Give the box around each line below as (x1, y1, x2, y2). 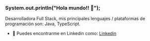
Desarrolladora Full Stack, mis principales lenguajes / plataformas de (5, 16, 146, 22)
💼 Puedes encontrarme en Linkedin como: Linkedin (12, 31, 117, 37)
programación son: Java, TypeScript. (5, 21, 81, 27)
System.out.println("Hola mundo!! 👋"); (5, 4, 100, 11)
